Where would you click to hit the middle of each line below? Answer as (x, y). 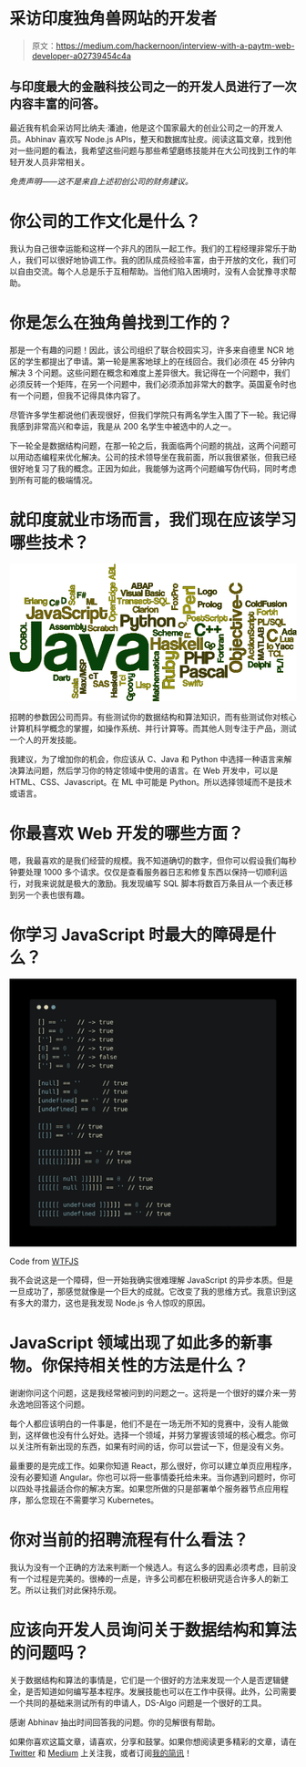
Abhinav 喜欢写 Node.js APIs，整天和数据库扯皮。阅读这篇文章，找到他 (158, 139)
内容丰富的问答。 (57, 104)
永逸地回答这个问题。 (49, 1404)
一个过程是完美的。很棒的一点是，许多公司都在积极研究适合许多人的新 (148, 1578)
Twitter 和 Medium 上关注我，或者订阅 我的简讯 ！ (101, 1752)
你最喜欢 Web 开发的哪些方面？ (127, 834)
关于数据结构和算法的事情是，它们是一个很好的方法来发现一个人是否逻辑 (145, 1679)
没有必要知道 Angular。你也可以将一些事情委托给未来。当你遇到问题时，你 (149, 1477)
